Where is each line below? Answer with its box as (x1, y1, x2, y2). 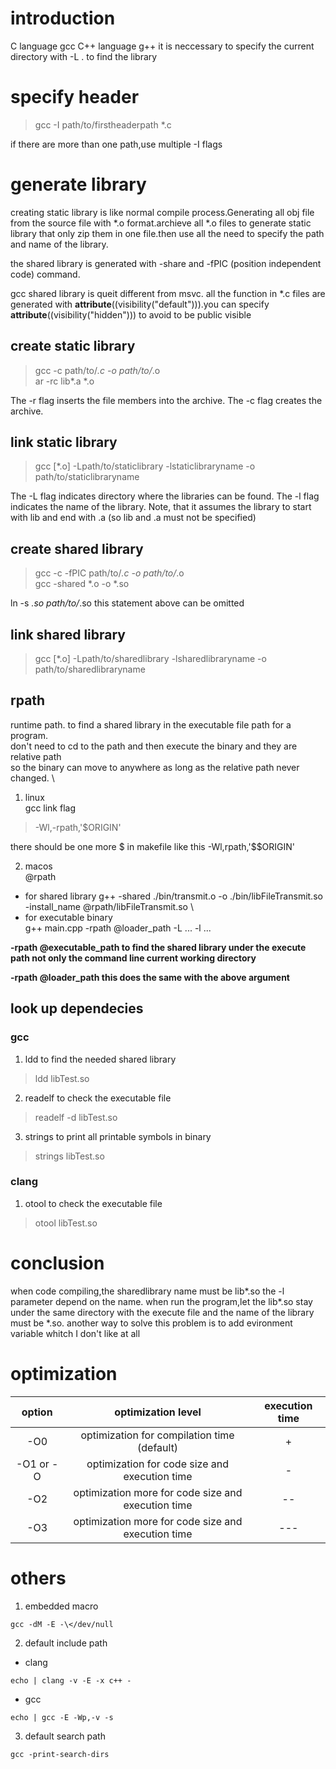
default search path (24, 1730, 106, 1742)
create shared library (10, 540, 144, 557)
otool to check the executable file (24, 1197, 163, 1209)
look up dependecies (10, 1000, 144, 1017)
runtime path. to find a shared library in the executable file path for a (10, 718, 292, 731)
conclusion (10, 1252, 105, 1275)
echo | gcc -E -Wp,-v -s (10, 1712, 114, 1722)
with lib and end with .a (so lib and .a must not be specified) (10, 512, 257, 524)
